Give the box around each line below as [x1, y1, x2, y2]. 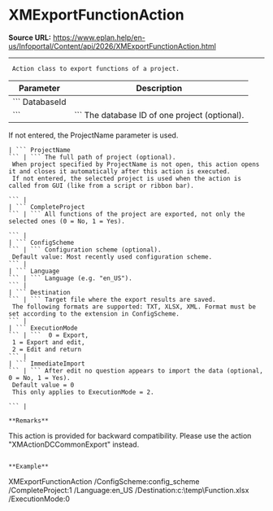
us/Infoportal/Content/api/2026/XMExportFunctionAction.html [8, 41, 217, 50]
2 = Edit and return [11, 345, 82, 353]
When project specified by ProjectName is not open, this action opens [11, 160, 260, 168]
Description [136, 82, 183, 94]
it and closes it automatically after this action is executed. [8, 167, 231, 176]
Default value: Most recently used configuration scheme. [11, 252, 213, 261]
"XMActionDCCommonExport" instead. [8, 439, 140, 449]
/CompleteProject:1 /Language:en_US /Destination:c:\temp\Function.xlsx [8, 485, 249, 495]
